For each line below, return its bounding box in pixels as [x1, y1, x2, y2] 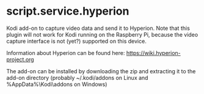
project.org [6, 56, 35, 63]
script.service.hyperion [6, 4, 129, 18]
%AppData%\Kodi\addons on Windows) [6, 81, 107, 88]
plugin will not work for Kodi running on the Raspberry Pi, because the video [6, 31, 199, 38]
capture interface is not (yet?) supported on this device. [6, 37, 147, 45]
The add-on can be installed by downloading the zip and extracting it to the [6, 67, 196, 74]
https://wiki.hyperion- [126, 49, 181, 56]
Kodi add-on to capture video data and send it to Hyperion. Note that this [6, 24, 191, 32]
